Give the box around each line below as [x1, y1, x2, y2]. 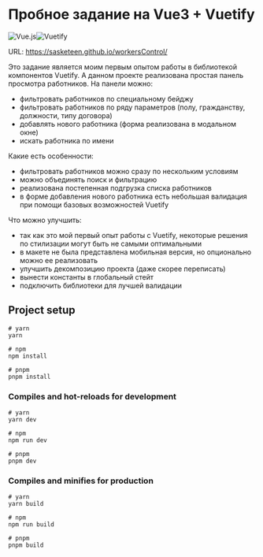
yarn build [8, 500, 44, 508]
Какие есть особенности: [8, 151, 94, 161]
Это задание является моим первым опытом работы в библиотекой [8, 61, 238, 72]
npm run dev [8, 436, 47, 444]
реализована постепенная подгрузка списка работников [19, 183, 213, 192]
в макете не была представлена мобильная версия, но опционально [19, 247, 252, 257]
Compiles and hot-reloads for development [8, 391, 177, 402]
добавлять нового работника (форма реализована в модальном [19, 119, 237, 128]
